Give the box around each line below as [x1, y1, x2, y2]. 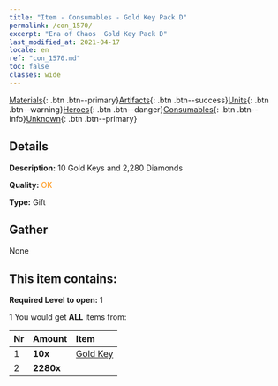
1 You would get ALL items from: [9, 312, 127, 322]
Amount [32, 333, 68, 345]
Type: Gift [9, 196, 46, 208]
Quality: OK [9, 179, 53, 190]
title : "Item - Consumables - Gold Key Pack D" [9, 12, 188, 22]
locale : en [9, 46, 49, 55]
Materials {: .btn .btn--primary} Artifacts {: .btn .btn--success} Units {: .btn [9, 95, 269, 105]
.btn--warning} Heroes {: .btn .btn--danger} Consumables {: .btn [9, 103, 236, 115]
